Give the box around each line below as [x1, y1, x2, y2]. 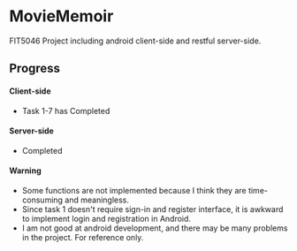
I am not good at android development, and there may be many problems [21, 223, 288, 233]
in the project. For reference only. [21, 232, 144, 242]
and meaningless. [65, 194, 130, 205]
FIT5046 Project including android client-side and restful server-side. [9, 35, 262, 46]
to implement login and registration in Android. [21, 213, 192, 224]
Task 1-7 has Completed [21, 105, 110, 116]
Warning [9, 165, 42, 176]
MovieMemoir [9, 6, 114, 27]
